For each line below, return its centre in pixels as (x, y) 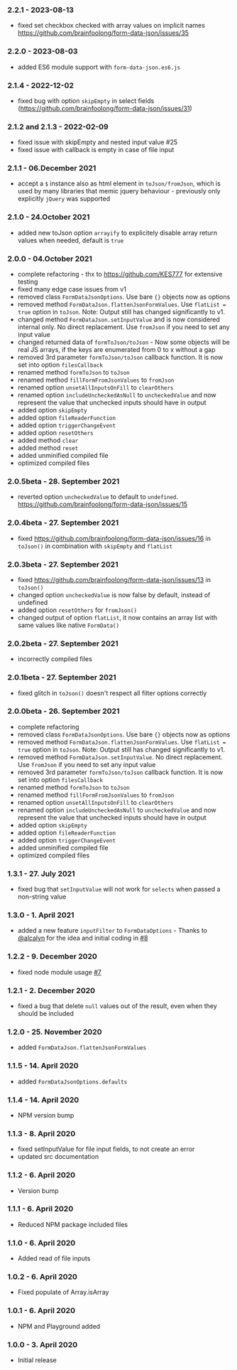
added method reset (48, 448)
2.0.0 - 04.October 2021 (50, 259)
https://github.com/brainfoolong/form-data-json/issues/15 (103, 504)
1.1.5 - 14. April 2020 (43, 1066)
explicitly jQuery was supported (64, 199)
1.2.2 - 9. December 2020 (53, 956)
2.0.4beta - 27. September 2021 (63, 523)
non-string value (42, 897)
